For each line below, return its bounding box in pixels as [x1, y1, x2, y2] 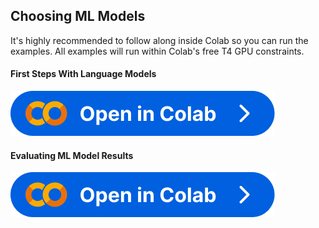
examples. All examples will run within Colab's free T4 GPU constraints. [10, 45, 305, 57]
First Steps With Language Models [10, 68, 157, 80]
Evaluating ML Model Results [10, 149, 134, 161]
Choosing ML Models [10, 8, 146, 25]
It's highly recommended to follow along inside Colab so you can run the [10, 34, 309, 46]
